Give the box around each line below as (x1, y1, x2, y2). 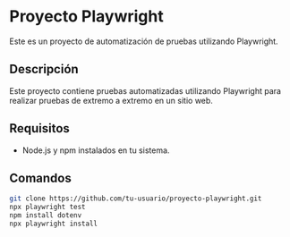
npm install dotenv (9, 211, 82, 220)
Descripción (9, 62, 79, 77)
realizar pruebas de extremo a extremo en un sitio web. (9, 95, 213, 106)
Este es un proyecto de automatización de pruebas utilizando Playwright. (9, 36, 279, 47)
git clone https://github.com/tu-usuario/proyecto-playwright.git (9, 194, 262, 203)
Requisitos (9, 121, 70, 136)
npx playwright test (9, 203, 87, 212)
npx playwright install (9, 219, 98, 228)
